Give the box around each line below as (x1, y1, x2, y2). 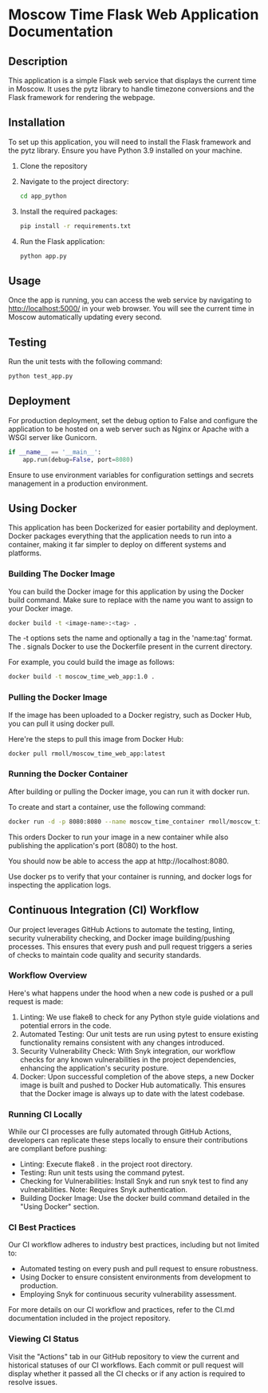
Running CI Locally (8, 1108, 83, 1119)
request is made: (8, 996, 64, 1006)
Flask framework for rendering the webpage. (8, 93, 156, 102)
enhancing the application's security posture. (19, 1063, 169, 1073)
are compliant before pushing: (8, 1144, 108, 1154)
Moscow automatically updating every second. (8, 312, 162, 322)
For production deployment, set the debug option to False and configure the (8, 415, 258, 425)
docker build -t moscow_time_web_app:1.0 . (8, 673, 156, 681)
